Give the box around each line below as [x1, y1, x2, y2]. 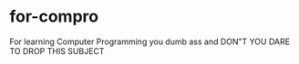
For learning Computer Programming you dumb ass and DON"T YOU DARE [9, 36, 290, 47]
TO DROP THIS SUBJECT [9, 45, 105, 56]
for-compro [9, 6, 98, 27]
